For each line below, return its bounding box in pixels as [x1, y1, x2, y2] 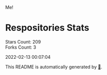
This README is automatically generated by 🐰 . [5, 63, 102, 70]
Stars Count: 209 [5, 39, 41, 45]
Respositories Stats [5, 22, 90, 33]
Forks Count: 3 [5, 44, 37, 50]
